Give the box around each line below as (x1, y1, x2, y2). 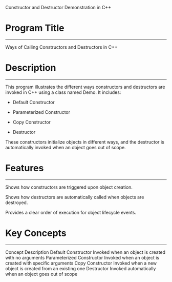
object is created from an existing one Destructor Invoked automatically (5, 265, 156, 271)
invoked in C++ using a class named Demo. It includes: (5, 89, 121, 95)
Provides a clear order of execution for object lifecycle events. (5, 209, 137, 215)
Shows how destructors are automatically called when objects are (5, 194, 144, 200)
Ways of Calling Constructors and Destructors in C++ (5, 44, 118, 50)
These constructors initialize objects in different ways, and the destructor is (5, 138, 165, 145)
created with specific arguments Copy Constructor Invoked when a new (5, 260, 157, 266)
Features (5, 163, 44, 174)
